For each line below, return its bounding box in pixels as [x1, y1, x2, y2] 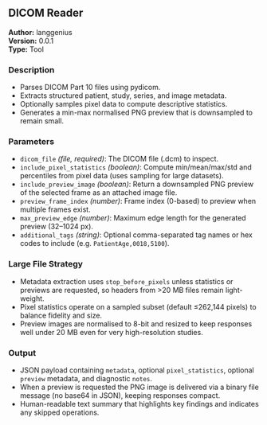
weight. [19, 294, 45, 303]
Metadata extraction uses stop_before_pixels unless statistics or [19, 276, 234, 286]
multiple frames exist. [19, 205, 91, 214]
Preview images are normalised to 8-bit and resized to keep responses [19, 318, 253, 329]
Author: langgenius [8, 27, 73, 37]
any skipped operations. [19, 407, 100, 417]
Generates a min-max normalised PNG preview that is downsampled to [19, 107, 253, 118]
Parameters [8, 136, 54, 147]
